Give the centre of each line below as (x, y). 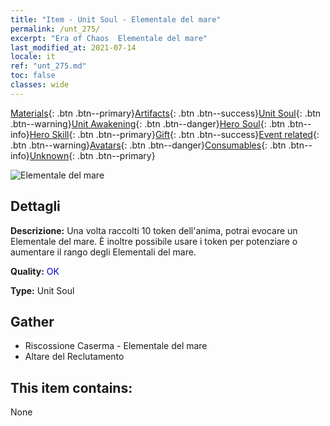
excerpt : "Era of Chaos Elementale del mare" (109, 38)
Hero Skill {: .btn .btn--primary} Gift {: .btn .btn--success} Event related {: (174, 134)
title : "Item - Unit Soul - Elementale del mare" (116, 19)
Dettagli (35, 206)
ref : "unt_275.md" (48, 66)
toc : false (33, 76)
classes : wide (40, 85)
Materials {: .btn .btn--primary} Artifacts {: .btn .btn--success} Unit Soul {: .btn (166, 113)
